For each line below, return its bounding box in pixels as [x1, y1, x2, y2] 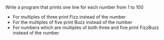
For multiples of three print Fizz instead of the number [12, 14, 126, 19]
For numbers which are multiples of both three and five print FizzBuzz [12, 24, 159, 30]
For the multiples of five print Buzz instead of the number [12, 19, 133, 25]
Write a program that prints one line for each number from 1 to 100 [5, 4, 144, 10]
